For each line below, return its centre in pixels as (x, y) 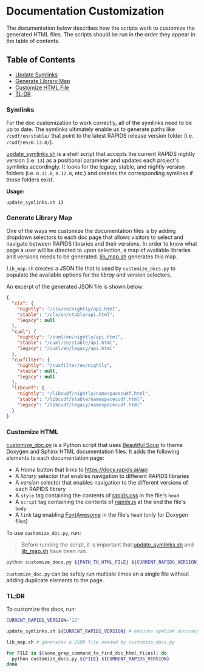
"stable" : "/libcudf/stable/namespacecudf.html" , (81, 399)
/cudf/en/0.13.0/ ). (30, 142)
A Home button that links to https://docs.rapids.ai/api (81, 469)
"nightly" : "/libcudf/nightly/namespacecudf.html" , (84, 394)
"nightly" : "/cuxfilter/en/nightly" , (65, 365)
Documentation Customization (85, 11)
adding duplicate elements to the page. (55, 580)
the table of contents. (33, 41)
